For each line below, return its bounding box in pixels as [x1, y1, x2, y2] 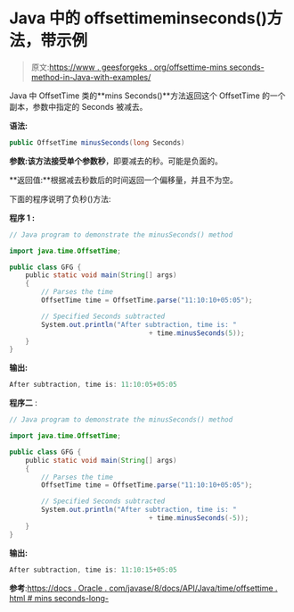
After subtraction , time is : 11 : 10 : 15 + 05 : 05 [9, 565, 177, 574]
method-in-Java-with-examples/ [30, 71, 151, 82]
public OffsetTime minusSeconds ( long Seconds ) [9, 138, 185, 147]
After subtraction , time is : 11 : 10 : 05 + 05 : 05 [9, 381, 177, 390]
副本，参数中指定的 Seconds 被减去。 [9, 101, 148, 112]
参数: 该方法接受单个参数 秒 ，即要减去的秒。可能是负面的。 [9, 155, 223, 166]
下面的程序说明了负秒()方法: [9, 193, 111, 204]
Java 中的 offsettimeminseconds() [9, 8, 267, 29]
